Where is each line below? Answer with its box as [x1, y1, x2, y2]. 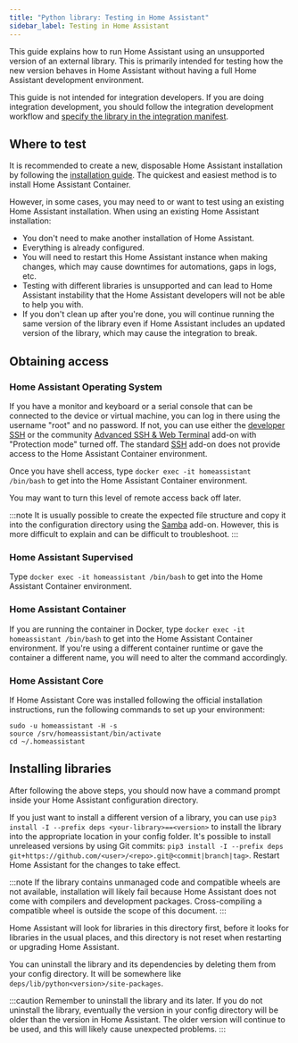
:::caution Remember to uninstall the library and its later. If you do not [9, 995, 263, 1005]
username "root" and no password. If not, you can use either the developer [9, 420, 286, 430]
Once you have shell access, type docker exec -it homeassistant [9, 466, 252, 476]
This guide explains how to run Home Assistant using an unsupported [9, 46, 265, 56]
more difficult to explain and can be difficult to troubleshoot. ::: [9, 529, 239, 539]
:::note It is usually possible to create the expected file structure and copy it [9, 510, 286, 520]
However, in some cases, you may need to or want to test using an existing [9, 197, 285, 207]
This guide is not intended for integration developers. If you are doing [9, 91, 265, 103]
